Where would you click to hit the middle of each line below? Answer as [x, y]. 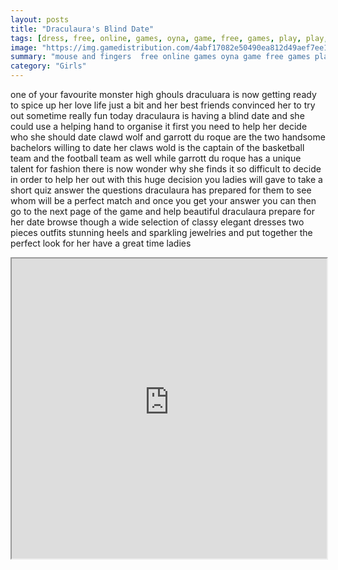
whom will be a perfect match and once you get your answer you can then [163, 200]
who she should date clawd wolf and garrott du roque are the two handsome [168, 137]
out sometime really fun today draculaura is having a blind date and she [157, 115]
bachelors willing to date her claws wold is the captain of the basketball [157, 147]
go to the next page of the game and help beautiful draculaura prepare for [162, 211]
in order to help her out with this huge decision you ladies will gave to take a [166, 179]
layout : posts [40, 19]
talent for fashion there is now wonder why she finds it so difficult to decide [166, 169]
